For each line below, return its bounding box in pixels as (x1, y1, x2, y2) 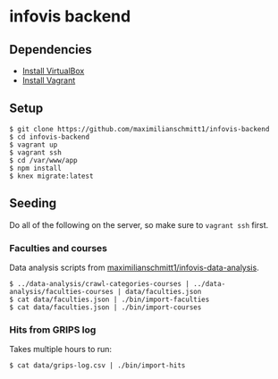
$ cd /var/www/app (9, 156, 78, 164)
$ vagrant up (9, 140, 58, 149)
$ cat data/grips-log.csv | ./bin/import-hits (9, 361, 186, 370)
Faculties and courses (9, 241, 107, 254)
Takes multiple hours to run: (9, 344, 113, 355)
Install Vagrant (21, 75, 76, 86)
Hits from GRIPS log (9, 324, 97, 336)
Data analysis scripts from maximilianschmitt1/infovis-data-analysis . (9, 262, 259, 273)
